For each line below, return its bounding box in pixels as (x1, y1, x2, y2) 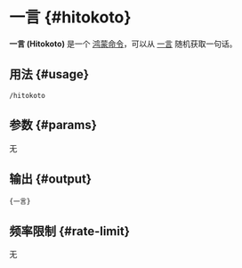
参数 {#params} (9, 118, 98, 133)
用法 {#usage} (9, 67, 90, 82)
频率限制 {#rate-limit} (9, 223, 131, 239)
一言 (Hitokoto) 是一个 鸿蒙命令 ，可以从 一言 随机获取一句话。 (9, 38, 238, 49)
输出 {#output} (9, 171, 92, 186)
